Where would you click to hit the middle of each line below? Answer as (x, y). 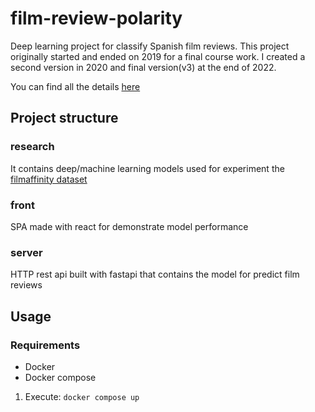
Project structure (64, 118)
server (26, 252)
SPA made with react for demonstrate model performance (129, 226)
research (32, 147)
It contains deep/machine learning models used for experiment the (147, 168)
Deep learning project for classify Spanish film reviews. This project (150, 46)
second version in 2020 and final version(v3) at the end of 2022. (143, 67)
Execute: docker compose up (82, 396)
